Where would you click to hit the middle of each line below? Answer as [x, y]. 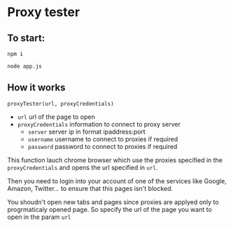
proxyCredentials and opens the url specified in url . [83, 167]
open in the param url [39, 217]
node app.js [24, 66]
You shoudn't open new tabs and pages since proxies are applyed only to [113, 202]
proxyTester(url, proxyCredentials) [61, 104]
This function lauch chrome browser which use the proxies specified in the [115, 160]
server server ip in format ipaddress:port [86, 131]
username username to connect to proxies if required [103, 139]
